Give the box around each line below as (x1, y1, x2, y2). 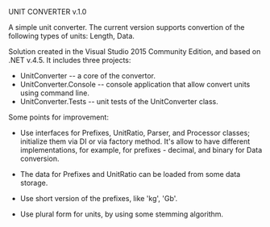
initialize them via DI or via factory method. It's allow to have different (19, 137, 251, 146)
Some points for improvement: (8, 112, 109, 122)
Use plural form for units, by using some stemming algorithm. (19, 209, 224, 219)
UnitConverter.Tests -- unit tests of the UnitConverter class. (19, 97, 219, 106)
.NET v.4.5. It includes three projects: (8, 56, 131, 65)
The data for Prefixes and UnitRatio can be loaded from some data (19, 170, 241, 179)
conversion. (19, 153, 60, 163)
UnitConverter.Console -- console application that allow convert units (19, 80, 251, 89)
